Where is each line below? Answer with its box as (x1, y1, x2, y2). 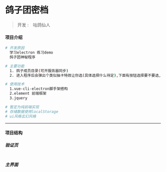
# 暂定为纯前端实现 (5, 105, 40, 110)
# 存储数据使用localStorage (5, 109, 58, 114)
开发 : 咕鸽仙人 (17, 22, 50, 28)
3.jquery (9, 96, 28, 101)
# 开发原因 (5, 46, 25, 51)
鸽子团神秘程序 (9, 55, 36, 59)
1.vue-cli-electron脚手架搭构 (9, 86, 68, 92)
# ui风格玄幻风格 (5, 114, 36, 119)
